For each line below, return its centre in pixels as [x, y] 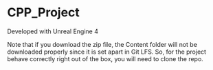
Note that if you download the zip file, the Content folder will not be [102, 44]
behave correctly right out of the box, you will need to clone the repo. [105, 58]
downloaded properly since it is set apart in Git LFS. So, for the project [107, 52]
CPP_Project [44, 13]
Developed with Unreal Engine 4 [53, 31]
